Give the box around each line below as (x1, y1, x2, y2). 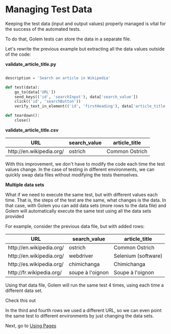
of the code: (5, 51, 31, 57)
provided (5, 213, 25, 219)
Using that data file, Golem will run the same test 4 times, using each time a (5, 282, 164, 288)
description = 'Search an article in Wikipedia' (5, 75, 111, 80)
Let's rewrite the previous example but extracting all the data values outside (5, 46, 165, 52)
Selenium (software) (113, 252, 163, 259)
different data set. (5, 287, 43, 294)
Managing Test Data (5, 4, 92, 15)
